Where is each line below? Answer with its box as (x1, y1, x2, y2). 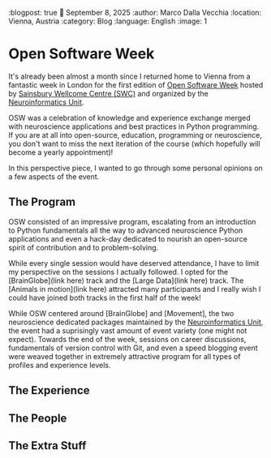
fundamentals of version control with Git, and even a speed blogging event (8, 343, 258, 353)
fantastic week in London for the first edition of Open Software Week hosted (8, 79, 264, 89)
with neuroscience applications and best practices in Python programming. (8, 122, 260, 131)
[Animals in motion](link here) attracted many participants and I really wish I (8, 284, 261, 293)
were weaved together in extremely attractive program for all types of (8, 351, 241, 361)
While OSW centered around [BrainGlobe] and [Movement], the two (8, 308, 234, 318)
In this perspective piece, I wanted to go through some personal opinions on (8, 163, 264, 173)
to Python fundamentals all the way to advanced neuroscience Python (8, 225, 243, 235)
